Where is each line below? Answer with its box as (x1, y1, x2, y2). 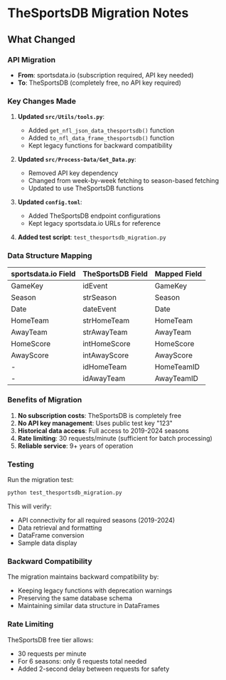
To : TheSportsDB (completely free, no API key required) (17, 78, 181, 87)
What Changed (7, 33, 76, 46)
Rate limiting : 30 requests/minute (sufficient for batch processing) (17, 434, 213, 442)
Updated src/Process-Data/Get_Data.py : (17, 155, 136, 164)
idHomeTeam (82, 362, 127, 372)
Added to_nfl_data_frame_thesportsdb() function (28, 134, 175, 142)
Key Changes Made (7, 96, 77, 106)
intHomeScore (82, 339, 131, 349)
